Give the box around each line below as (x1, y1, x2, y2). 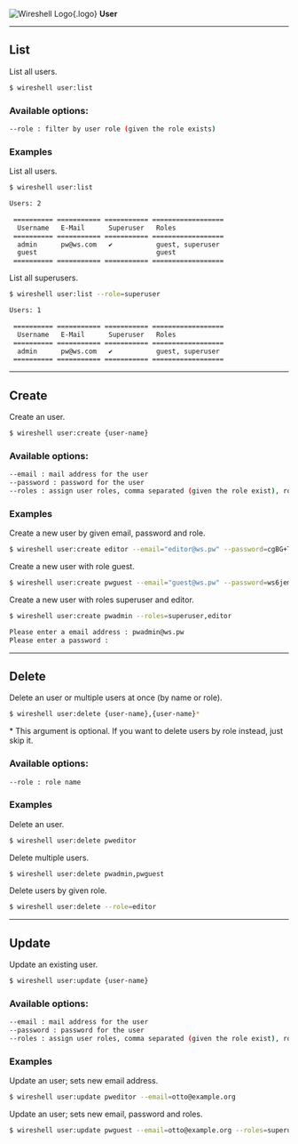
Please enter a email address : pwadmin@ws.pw (9, 627, 184, 636)
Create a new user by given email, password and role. (9, 528, 206, 538)
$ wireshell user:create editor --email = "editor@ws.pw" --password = (9, 545, 268, 554)
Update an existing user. (9, 959, 98, 970)
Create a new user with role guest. (9, 561, 135, 572)
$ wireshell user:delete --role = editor (9, 903, 157, 912)
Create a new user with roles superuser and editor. (9, 594, 195, 605)
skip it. (9, 735, 34, 746)
